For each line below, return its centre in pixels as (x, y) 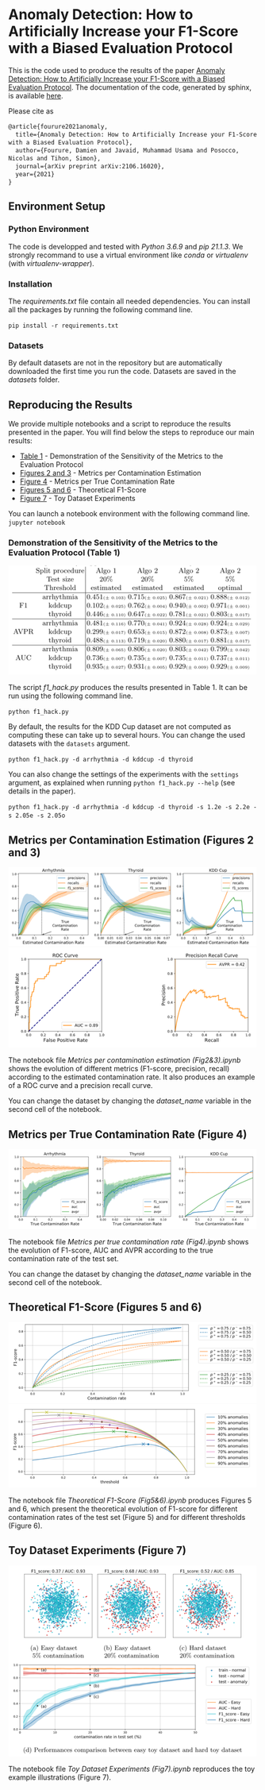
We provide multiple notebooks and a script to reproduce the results (120, 424)
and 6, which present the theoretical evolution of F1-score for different (123, 1508)
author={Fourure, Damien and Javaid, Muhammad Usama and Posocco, (127, 150)
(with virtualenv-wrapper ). (52, 263)
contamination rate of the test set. (63, 1258)
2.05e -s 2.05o (40, 816)
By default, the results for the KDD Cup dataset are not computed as (120, 727)
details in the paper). (42, 791)
